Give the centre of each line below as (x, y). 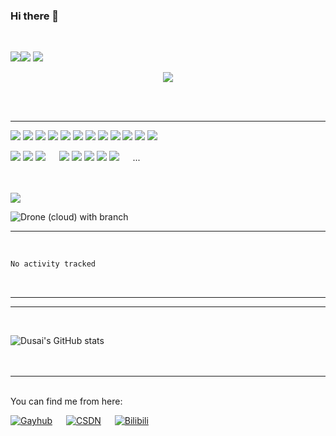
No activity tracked (53, 264)
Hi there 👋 (35, 16)
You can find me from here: (66, 401)
